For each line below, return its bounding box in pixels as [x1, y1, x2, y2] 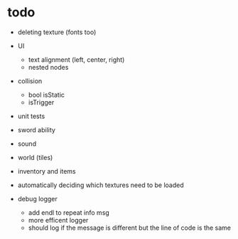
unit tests [17, 112, 45, 120]
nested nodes [28, 63, 69, 71]
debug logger [17, 194, 58, 203]
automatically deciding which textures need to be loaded [17, 181, 184, 189]
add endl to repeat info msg [28, 208, 110, 217]
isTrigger [28, 97, 55, 107]
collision [17, 76, 43, 85]
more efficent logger [28, 216, 89, 224]
